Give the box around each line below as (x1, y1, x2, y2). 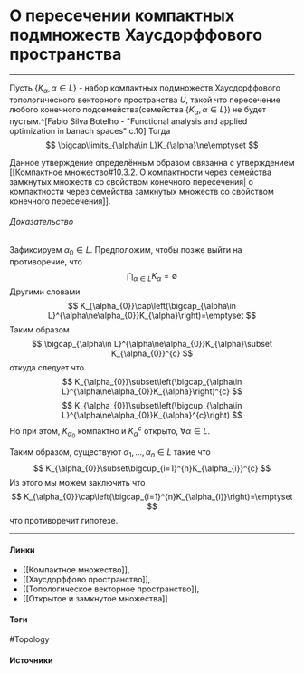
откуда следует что (9, 362, 84, 373)
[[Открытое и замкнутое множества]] (22, 593, 168, 604)
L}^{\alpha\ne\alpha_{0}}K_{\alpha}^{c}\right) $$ (62, 409, 242, 421)
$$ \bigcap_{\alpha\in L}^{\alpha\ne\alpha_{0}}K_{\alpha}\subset (31, 339, 273, 350)
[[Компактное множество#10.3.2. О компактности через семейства (9, 167, 272, 178)
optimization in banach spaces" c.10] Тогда (9, 125, 171, 136)
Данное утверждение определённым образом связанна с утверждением (9, 157, 296, 168)
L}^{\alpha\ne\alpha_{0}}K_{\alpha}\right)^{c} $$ (62, 386, 242, 397)
